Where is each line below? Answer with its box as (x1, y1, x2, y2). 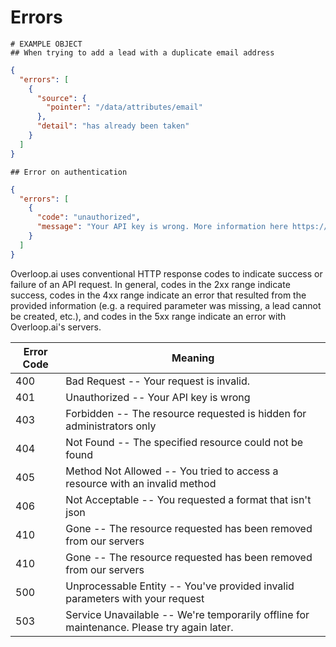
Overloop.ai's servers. (10, 321, 102, 333)
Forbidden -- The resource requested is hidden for (65, 406, 307, 420)
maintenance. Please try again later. (65, 620, 234, 634)
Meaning (171, 351, 215, 365)
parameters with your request (65, 591, 205, 605)
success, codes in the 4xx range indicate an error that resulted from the (10, 289, 307, 301)
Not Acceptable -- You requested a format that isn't (65, 492, 312, 506)
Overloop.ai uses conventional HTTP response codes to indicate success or (10, 267, 323, 280)
